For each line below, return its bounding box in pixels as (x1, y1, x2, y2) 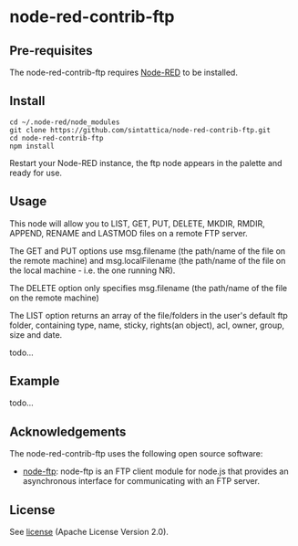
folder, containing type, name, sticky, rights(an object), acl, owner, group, (9, 320, 285, 331)
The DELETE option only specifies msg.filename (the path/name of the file (9, 282, 288, 293)
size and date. (9, 329, 63, 340)
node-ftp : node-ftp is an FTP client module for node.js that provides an (22, 466, 289, 477)
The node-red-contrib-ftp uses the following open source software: (9, 448, 263, 459)
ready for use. (9, 167, 62, 178)
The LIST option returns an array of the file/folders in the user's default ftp (9, 310, 289, 320)
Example (9, 373, 60, 389)
